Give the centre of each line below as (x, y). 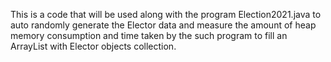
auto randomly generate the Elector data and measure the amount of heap (163, 25)
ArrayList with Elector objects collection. (93, 46)
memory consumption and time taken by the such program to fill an (149, 35)
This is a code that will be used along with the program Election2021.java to (166, 14)
